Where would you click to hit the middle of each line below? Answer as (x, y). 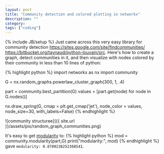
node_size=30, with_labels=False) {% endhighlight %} (60, 112)
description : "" (22, 19)
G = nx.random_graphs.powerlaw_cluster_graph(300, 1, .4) (65, 82)
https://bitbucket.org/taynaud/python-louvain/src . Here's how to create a (80, 53)
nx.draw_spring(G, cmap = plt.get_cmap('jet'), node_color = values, (74, 106)
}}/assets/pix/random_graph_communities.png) (53, 126)
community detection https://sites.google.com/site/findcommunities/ (75, 47)
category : (15, 23)
